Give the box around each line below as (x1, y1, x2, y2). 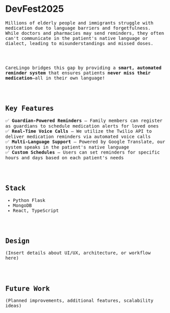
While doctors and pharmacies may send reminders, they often (5, 30, 164, 36)
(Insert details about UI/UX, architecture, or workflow (5, 250, 151, 256)
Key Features (5, 105, 54, 113)
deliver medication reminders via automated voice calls (5, 134, 151, 139)
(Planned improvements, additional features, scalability (5, 298, 154, 304)
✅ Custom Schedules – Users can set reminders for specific (5, 149, 160, 155)
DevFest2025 (5, 3, 64, 15)
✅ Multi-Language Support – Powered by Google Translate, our (5, 139, 165, 144)
